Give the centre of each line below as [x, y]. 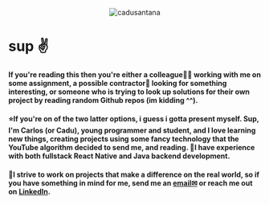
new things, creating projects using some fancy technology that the [124, 139]
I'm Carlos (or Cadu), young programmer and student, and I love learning [132, 131]
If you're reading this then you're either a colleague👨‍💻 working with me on [134, 74]
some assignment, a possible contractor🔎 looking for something [118, 83]
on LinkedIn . [29, 191]
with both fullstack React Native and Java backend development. [119, 156]
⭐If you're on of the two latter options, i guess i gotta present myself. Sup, [134, 119]
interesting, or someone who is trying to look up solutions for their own [129, 92]
